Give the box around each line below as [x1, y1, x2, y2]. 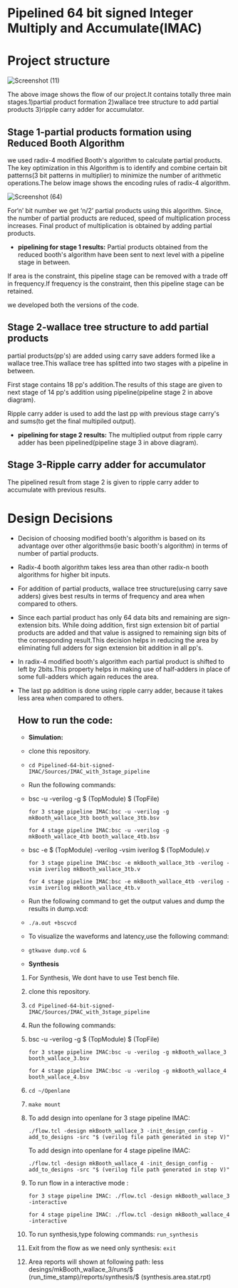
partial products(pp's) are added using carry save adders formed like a [7, 351, 216, 360]
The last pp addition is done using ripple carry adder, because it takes [17, 686, 223, 695]
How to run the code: [17, 714, 113, 726]
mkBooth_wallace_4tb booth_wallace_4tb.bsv [28, 833, 160, 841]
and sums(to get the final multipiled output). [7, 417, 137, 425]
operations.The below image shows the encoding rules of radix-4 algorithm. [7, 178, 231, 187]
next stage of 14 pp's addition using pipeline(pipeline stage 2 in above [7, 388, 213, 396]
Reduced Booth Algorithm [7, 137, 125, 149]
